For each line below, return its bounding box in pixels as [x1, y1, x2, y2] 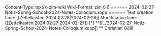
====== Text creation [108, 9, 154, 15]
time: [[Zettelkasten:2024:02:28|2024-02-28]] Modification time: [5, 15, 137, 20]
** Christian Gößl [98, 25, 134, 31]
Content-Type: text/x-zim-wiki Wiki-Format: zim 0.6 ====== [5, 4, 128, 10]
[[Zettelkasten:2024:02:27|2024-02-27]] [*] [5, 20, 95, 26]
